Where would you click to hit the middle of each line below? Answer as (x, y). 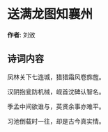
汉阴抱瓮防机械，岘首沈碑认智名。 (56, 92)
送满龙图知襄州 (50, 14)
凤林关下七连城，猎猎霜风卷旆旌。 (56, 76)
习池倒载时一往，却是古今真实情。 (56, 121)
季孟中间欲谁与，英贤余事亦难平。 (56, 106)
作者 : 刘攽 (21, 35)
